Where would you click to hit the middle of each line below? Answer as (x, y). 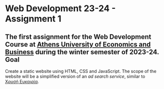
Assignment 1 (33, 19)
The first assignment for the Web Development (78, 37)
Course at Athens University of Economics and (78, 44)
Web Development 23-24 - (60, 9)
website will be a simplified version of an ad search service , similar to (75, 76)
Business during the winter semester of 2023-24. (82, 52)
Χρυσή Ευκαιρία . (22, 81)
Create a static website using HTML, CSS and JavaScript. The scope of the (81, 71)
